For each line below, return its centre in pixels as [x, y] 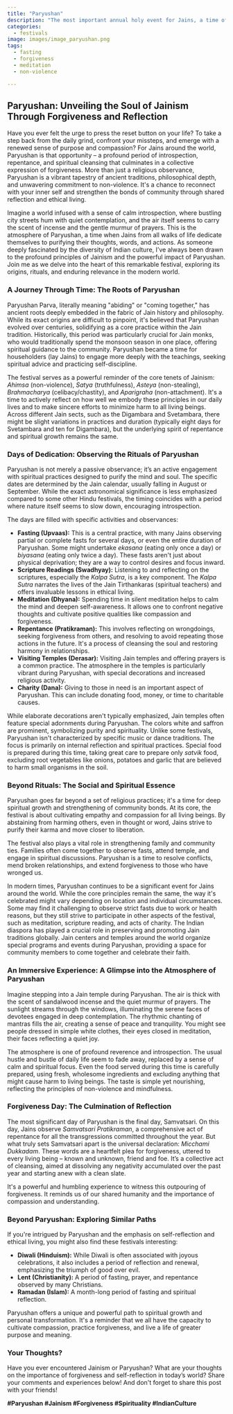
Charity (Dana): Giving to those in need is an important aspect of [110, 688]
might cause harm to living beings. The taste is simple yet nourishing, [106, 1081]
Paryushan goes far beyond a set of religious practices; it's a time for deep [114, 801]
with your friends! [32, 1390]
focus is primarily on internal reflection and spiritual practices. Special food [114, 745]
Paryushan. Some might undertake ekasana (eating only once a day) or [119, 548]
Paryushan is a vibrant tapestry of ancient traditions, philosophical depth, [112, 177]
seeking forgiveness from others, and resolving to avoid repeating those [120, 636]
